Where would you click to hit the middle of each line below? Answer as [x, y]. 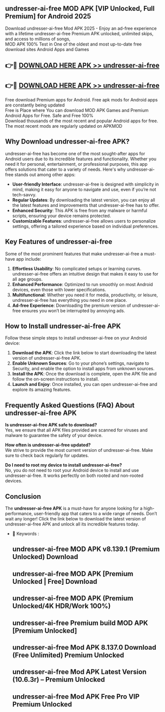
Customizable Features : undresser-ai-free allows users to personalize [84, 221]
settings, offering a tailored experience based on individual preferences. [85, 226]
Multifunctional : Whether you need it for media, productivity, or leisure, [85, 295]
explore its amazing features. [42, 390]
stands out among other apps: [45, 174]
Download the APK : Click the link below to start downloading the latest [84, 353]
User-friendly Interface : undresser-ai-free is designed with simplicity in [85, 184]
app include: [29, 259]
